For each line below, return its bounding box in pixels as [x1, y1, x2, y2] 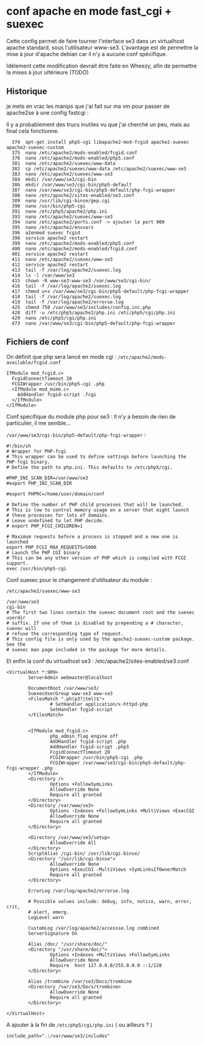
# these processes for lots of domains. [6, 512, 111, 519]
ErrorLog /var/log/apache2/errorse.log [28, 888, 130, 894]
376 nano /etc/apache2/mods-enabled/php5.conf [12, 155, 135, 161]
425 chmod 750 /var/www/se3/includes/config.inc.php [12, 304, 151, 310]
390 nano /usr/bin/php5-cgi [12, 203, 86, 209]
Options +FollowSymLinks [49, 781, 113, 787]
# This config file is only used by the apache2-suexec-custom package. [6, 636, 195, 642]
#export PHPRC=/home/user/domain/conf [6, 491, 105, 497]
